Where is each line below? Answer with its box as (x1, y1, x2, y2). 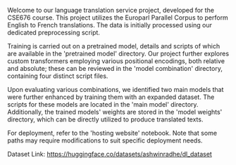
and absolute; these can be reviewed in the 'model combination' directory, (7, 65, 223, 72)
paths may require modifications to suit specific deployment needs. (7, 136, 203, 145)
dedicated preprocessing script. (7, 28, 101, 37)
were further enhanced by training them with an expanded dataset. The (7, 93, 215, 101)
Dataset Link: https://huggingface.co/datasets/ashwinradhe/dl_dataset (7, 150, 213, 158)
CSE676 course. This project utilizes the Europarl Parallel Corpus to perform (7, 13, 229, 22)
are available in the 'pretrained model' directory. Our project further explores (7, 49, 230, 58)
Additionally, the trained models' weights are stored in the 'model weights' (7, 108, 223, 116)
